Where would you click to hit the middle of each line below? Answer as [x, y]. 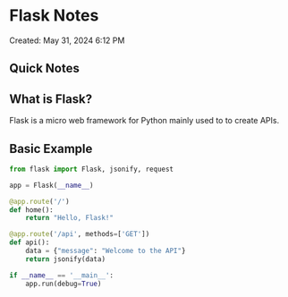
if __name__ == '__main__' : [62, 275]
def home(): [31, 210]
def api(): [30, 242]
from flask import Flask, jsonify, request [92, 169]
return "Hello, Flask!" [70, 218]
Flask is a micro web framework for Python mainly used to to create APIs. [144, 121]
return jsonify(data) [65, 259]
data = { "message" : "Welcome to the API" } [106, 251]
